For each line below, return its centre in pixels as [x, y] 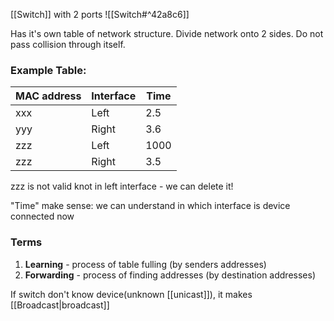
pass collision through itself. [68, 44]
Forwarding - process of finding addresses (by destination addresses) [170, 275]
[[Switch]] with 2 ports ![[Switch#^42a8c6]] [100, 14]
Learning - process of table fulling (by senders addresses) [145, 264]
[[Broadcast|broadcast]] [60, 305]
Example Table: [48, 70]
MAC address [48, 96]
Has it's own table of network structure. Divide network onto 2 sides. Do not [167, 33]
